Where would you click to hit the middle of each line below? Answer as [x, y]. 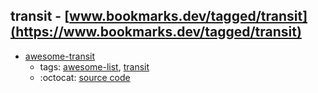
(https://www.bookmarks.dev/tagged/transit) [156, 32]
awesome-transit [60, 56]
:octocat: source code [85, 77]
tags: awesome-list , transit [94, 66]
